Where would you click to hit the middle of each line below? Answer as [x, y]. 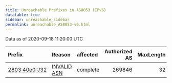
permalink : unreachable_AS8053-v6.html [48, 24]
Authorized [118, 52]
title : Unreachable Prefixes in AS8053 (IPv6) [56, 10]
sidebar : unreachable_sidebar [38, 19]
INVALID [62, 67]
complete [88, 70]
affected [87, 55]
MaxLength [152, 55]
